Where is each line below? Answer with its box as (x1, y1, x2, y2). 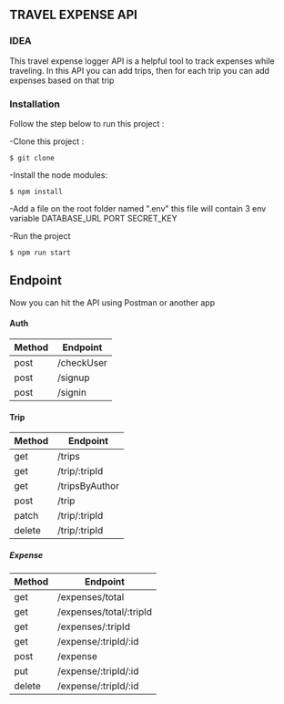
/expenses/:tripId (57, 620, 130, 633)
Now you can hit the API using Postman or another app (9, 296, 216, 308)
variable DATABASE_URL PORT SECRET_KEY (9, 212, 177, 223)
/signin (57, 387, 86, 399)
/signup (57, 371, 90, 384)
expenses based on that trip (9, 75, 115, 86)
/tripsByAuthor (57, 480, 120, 492)
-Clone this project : (9, 136, 85, 147)
